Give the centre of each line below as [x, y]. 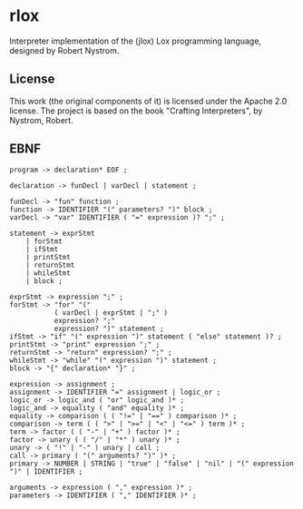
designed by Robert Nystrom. [64, 50]
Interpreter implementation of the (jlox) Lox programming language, [135, 41]
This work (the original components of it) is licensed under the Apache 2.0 [148, 101]
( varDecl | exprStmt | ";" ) [111, 313]
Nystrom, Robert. [42, 120]
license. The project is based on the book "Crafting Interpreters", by [136, 111]
